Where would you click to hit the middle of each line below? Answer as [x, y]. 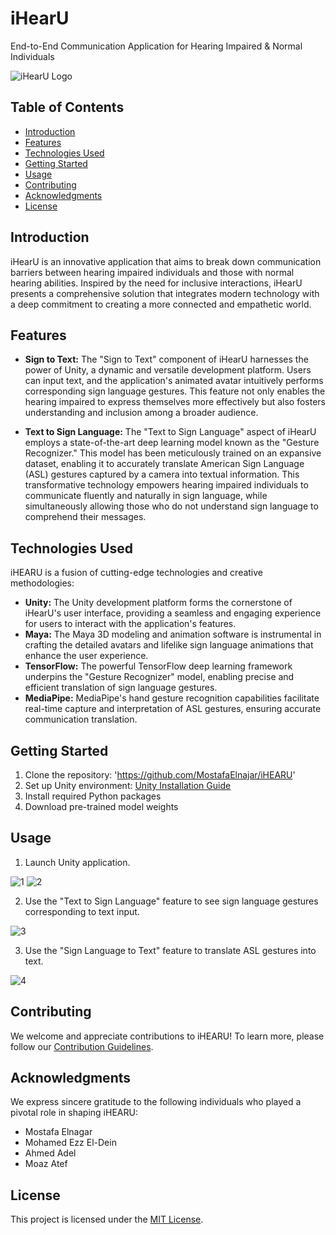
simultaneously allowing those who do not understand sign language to [171, 506]
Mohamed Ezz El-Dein [70, 1143]
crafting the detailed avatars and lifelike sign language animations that [169, 645]
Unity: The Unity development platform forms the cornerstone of [158, 603]
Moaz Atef [46, 1164]
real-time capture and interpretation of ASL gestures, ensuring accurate [173, 709]
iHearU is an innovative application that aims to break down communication [166, 261]
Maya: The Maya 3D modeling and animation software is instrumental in [173, 634]
